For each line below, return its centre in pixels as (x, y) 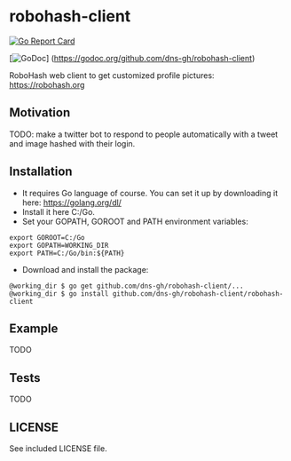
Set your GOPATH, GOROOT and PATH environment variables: (135, 221)
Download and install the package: (85, 269)
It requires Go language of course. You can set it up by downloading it (150, 193)
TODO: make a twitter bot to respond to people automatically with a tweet (144, 134)
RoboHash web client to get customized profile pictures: (112, 75)
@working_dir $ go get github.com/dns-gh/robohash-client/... (126, 286)
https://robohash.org (47, 84)
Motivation (40, 113)
